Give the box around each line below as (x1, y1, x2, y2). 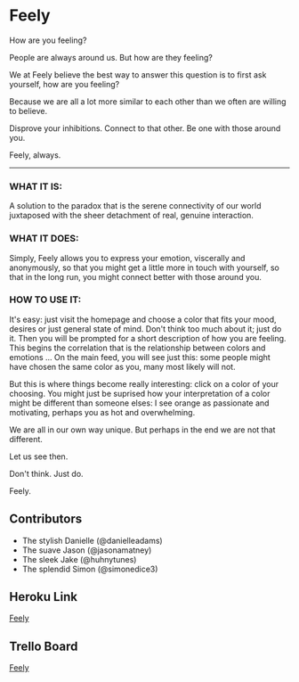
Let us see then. (9, 451, 69, 462)
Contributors (9, 512, 83, 527)
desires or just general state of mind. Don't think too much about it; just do (9, 323, 282, 334)
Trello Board (9, 638, 78, 653)
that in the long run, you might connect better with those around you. (9, 271, 263, 282)
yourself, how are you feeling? (9, 78, 120, 89)
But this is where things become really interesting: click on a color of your (9, 378, 279, 389)
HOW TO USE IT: (9, 293, 82, 306)
